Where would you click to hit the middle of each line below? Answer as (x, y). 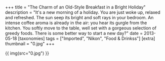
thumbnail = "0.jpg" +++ (30, 44)
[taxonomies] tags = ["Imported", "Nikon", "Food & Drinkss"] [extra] (87, 38)
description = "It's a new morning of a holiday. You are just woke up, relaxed (83, 12)
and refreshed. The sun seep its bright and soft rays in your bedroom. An (80, 17)
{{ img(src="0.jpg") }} (27, 53)
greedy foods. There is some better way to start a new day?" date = (74, 33)
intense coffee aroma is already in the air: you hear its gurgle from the (76, 23)
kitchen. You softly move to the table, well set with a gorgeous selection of (81, 28)
